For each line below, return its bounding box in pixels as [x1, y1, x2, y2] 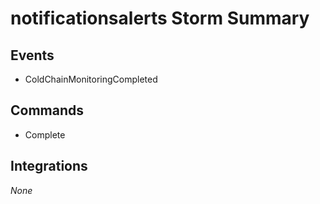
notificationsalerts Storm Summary [10, 7, 310, 30]
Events [10, 47, 55, 64]
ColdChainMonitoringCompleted [24, 73, 158, 85]
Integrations [10, 158, 88, 175]
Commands [10, 102, 85, 119]
